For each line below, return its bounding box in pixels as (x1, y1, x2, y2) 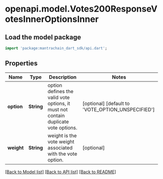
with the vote (48, 150, 78, 157)
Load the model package (5, 33, 81, 41)
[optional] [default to (82, 100, 130, 107)
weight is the (48, 132, 77, 139)
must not (48, 106, 68, 113)
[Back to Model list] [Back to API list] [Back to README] (5, 169, 116, 175)
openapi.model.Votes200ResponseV (5, 3, 158, 15)
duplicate (48, 118, 69, 125)
